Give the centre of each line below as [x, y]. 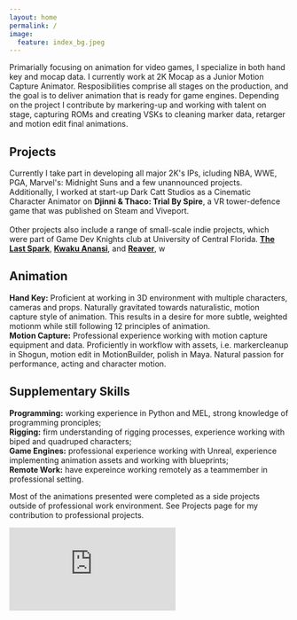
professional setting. [47, 479]
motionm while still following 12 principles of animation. [110, 326]
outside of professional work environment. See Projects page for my [134, 506]
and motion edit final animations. [69, 124]
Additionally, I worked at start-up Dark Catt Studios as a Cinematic [130, 192]
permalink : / [33, 26]
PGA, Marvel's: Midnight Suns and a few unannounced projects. [126, 183]
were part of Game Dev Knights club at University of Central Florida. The [142, 239]
